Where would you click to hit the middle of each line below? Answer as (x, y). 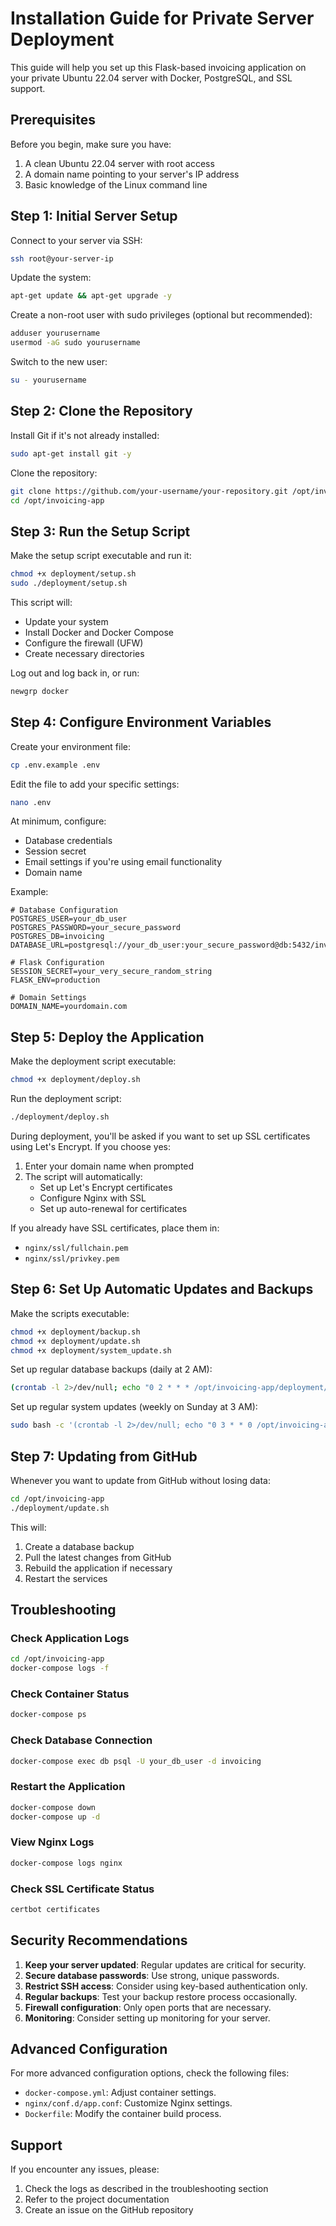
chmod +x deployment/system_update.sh (91, 1350)
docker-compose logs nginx (66, 1863)
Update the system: (51, 278)
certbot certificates (55, 1909)
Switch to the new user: (59, 362)
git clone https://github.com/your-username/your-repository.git (149, 491)
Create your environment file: (71, 746)
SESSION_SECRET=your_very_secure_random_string (111, 972)
